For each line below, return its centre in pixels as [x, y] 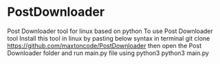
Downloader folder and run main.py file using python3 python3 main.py [108, 53]
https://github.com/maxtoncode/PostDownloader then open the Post [104, 45]
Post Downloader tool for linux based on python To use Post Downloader [110, 31]
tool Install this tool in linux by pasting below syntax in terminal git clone [109, 38]
